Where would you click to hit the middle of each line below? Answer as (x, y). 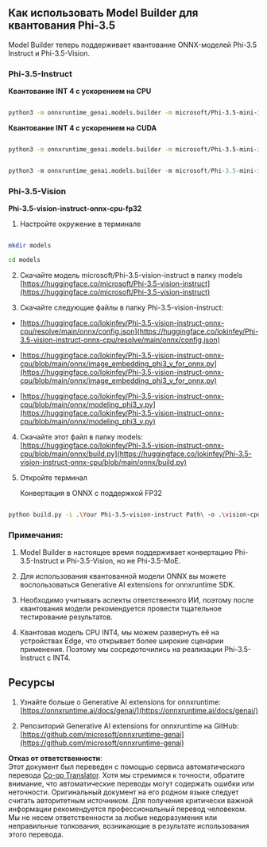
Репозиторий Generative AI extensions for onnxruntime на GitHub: (129, 726)
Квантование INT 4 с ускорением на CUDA (83, 127)
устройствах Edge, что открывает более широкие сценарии (122, 641)
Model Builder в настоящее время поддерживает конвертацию (126, 552)
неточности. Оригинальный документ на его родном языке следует (124, 792)
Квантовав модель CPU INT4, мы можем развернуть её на (120, 632)
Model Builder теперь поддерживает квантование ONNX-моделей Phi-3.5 (132, 45)
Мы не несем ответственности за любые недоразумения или (113, 817)
